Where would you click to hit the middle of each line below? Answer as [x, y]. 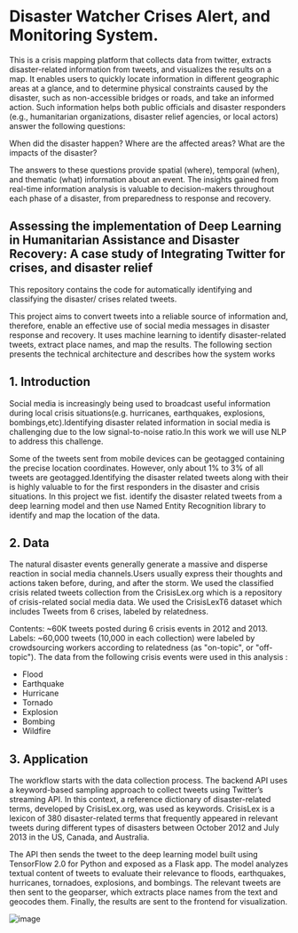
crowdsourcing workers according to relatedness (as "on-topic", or [132, 647]
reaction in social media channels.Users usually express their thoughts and [146, 574]
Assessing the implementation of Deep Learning [145, 226]
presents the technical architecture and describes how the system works [142, 354]
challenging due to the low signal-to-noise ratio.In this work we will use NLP [148, 431]
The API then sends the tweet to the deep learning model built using [134, 855]
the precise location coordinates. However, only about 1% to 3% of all [136, 468]
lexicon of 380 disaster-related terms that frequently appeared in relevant [144, 818]
